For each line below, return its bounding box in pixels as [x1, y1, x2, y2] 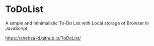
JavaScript [5, 25, 28, 31]
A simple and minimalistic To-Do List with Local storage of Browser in [5, 20, 149, 26]
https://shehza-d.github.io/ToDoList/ [5, 35, 81, 41]
